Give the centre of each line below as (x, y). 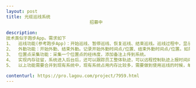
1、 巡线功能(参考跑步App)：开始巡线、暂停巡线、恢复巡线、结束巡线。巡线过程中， (95, 44)
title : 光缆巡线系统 (28, 17)
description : (22, 33)
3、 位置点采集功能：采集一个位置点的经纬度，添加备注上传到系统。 (77, 54)
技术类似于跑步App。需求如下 (36, 38)
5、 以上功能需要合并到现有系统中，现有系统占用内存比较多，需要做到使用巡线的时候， (97, 65)
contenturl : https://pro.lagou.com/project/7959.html (73, 76)
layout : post (22, 11)
